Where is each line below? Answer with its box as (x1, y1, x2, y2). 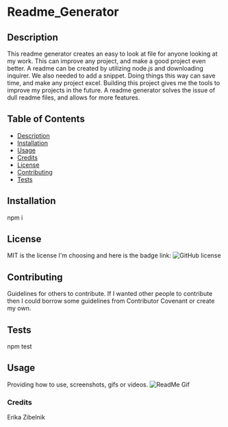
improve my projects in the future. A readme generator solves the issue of (7, 86, 216, 94)
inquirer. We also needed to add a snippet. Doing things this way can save (7, 71, 216, 80)
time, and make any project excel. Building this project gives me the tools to (7, 79, 220, 86)
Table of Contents (7, 113, 86, 125)
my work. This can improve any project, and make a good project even (7, 57, 206, 65)
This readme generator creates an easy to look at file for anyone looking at (7, 49, 218, 58)
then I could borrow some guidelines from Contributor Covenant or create (7, 297, 215, 305)
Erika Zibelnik (7, 413, 46, 422)
